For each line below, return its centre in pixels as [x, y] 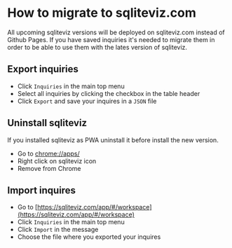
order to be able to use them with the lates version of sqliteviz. [97, 47]
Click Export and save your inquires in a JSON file [87, 101]
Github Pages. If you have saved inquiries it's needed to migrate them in [111, 39]
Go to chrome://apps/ [49, 153]
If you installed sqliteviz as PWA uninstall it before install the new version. [113, 140]
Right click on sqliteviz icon [57, 161]
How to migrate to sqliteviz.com [102, 13]
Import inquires [41, 190]
